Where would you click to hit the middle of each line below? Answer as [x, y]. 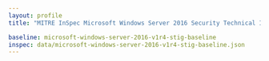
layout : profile [35, 15]
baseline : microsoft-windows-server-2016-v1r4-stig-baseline [112, 37]
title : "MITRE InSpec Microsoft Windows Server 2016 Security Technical [132, 23]
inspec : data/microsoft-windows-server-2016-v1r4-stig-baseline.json [127, 44]
